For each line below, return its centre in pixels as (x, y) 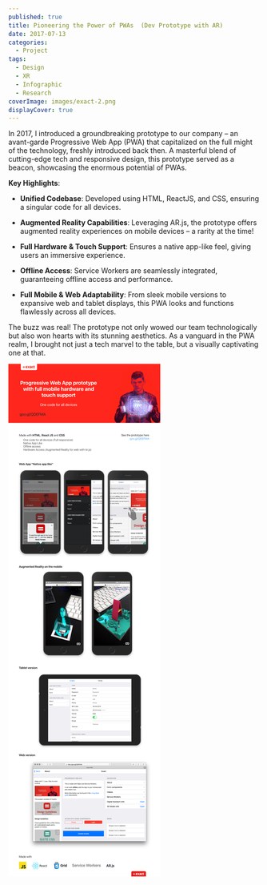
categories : (28, 42)
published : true (35, 17)
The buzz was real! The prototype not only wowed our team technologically (133, 328)
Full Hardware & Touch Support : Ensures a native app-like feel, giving (135, 247)
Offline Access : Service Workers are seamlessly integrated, (119, 271)
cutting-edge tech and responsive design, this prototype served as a (121, 159)
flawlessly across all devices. (68, 312)
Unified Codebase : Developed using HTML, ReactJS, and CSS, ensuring (139, 199)
